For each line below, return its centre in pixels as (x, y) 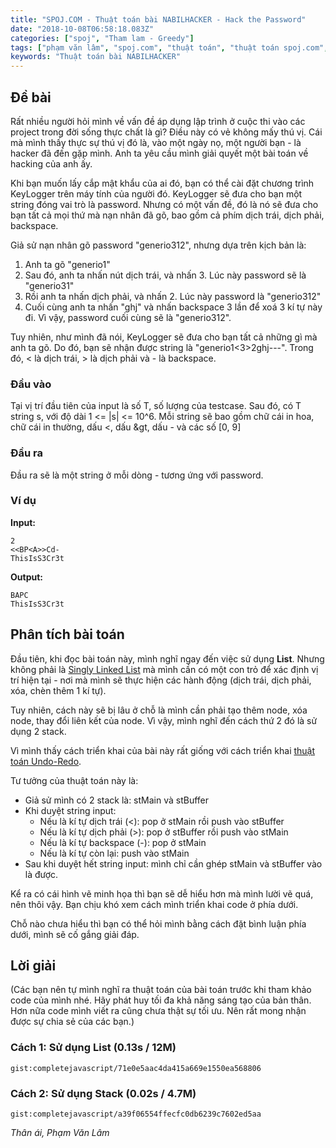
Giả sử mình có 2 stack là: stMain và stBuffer (117, 800)
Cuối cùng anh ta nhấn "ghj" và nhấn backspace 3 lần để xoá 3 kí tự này (173, 307)
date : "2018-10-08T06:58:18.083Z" (82, 29)
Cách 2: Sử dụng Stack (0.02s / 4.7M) (103, 1093)
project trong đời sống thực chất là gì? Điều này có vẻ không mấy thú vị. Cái (166, 132)
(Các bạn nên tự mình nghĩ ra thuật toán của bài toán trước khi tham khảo (161, 990)
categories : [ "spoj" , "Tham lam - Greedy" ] (102, 38)
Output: (26, 577)
